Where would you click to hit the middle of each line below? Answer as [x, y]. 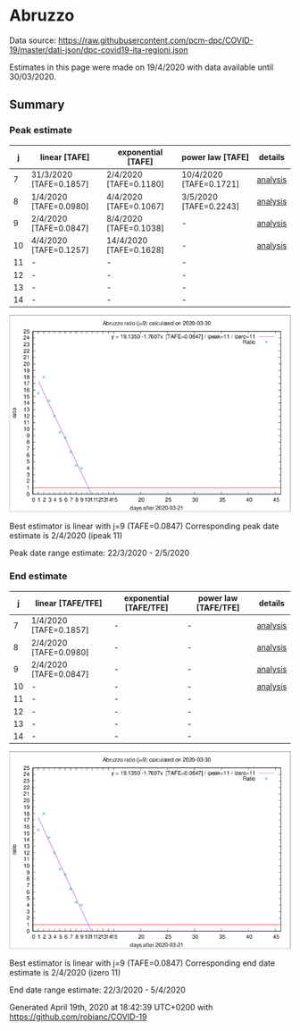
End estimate [38, 576]
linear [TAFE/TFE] [69, 603]
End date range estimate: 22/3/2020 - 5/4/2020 [97, 990]
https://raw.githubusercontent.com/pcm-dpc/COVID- [156, 40]
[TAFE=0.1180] [135, 184]
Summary [37, 105]
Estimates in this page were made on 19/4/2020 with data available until [142, 67]
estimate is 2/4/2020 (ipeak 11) [66, 536]
